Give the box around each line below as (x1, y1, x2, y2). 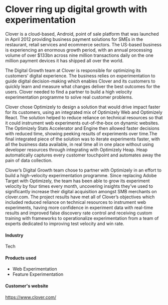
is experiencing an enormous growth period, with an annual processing (5, 47, 152, 53)
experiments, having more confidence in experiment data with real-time (5, 204, 153, 210)
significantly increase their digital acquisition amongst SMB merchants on (5, 188, 157, 194)
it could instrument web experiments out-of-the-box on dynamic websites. (5, 120, 159, 126)
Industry (5, 232, 24, 238)
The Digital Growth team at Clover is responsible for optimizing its (5, 67, 141, 73)
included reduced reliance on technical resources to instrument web (5, 199, 146, 205)
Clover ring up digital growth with (5, 4, 147, 15)
